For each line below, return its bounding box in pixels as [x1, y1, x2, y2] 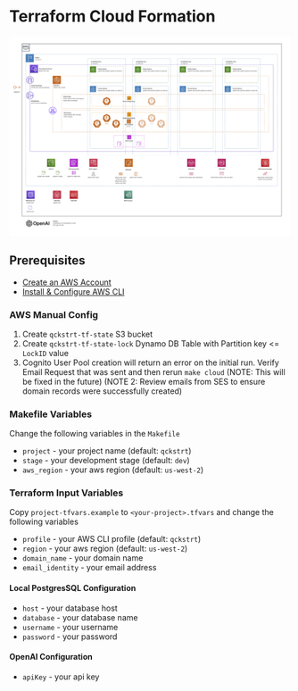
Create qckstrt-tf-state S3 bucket [21, 329, 153, 339]
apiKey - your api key [21, 671, 100, 682]
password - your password [21, 631, 118, 642]
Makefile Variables [9, 408, 92, 420]
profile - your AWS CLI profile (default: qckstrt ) [21, 534, 202, 545]
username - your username [21, 621, 119, 632]
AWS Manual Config [9, 308, 99, 321]
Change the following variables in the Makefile [9, 429, 180, 439]
